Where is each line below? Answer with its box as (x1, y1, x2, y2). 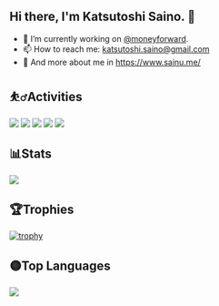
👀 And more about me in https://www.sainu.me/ (22, 56, 202, 67)
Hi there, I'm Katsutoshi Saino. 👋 (9, 9, 195, 25)
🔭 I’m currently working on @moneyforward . (22, 33, 189, 44)
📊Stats (9, 147, 53, 162)
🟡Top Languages (9, 258, 111, 273)
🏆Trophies (9, 201, 75, 217)
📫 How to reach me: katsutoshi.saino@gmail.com (22, 43, 210, 55)
